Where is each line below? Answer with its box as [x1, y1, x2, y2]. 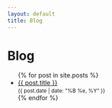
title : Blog [7, 17, 43, 24]
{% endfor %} [17, 94, 59, 102]
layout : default [7, 10, 55, 18]
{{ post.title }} [17, 79, 58, 87]
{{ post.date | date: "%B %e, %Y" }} [17, 87, 106, 94]
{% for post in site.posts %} [17, 71, 99, 80]
